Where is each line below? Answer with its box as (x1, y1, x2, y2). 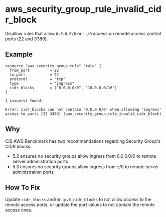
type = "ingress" (9, 81, 75, 86)
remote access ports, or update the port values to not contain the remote (5, 202, 155, 208)
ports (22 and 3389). (5, 36, 48, 42)
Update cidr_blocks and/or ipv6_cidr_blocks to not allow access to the (5, 197, 152, 203)
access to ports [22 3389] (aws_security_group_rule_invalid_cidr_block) (5, 111, 162, 116)
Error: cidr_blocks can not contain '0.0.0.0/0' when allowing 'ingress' (5, 107, 162, 112)
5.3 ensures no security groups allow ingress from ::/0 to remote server (12, 163, 159, 170)
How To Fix (5, 183, 40, 192)
